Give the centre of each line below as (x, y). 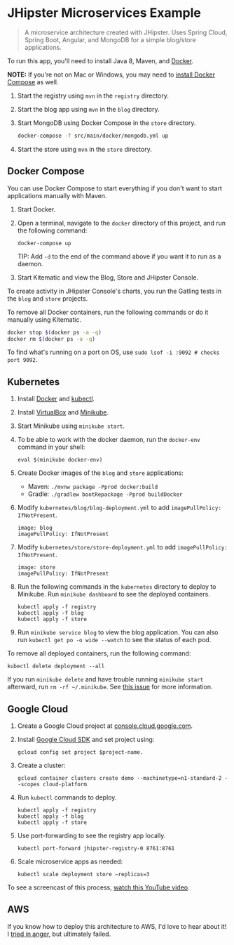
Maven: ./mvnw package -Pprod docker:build (93, 487)
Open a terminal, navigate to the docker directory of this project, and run (122, 223)
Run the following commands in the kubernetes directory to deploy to (117, 587)
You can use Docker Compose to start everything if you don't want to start (115, 188)
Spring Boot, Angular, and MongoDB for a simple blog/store (110, 39)
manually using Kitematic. (44, 319)
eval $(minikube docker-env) (60, 460)
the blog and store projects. (48, 298)
